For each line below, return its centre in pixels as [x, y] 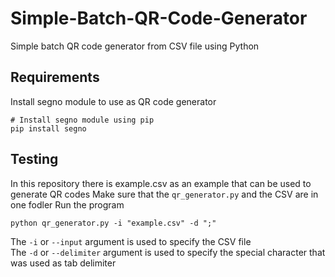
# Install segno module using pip [82, 120]
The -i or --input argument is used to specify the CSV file [131, 241]
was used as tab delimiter [63, 263]
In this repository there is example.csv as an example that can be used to [161, 183]
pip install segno [48, 128]
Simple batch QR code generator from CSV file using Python [135, 46]
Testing [34, 159]
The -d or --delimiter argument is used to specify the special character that [168, 252]
